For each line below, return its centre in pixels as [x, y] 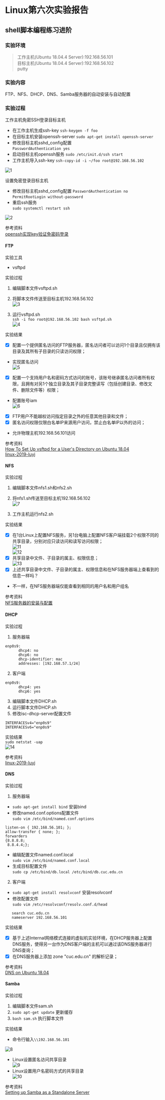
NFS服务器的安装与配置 [29, 603]
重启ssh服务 [24, 202]
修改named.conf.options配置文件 [46, 813]
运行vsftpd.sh [26, 314]
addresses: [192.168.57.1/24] [49, 663]
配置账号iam [25, 400]
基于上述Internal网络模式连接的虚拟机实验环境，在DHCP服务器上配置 [82, 938]
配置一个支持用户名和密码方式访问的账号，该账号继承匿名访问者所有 [81, 377]
